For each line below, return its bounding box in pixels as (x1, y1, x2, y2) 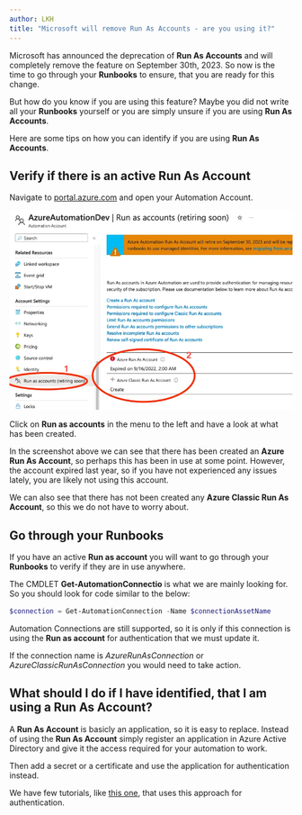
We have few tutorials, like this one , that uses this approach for (9, 787, 243, 798)
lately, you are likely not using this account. (9, 475, 169, 485)
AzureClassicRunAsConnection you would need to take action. (9, 659, 241, 670)
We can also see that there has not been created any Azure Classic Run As (9, 492, 289, 503)
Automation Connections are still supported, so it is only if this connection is (9, 622, 291, 634)
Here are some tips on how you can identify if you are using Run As (9, 132, 260, 143)
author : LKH (9, 14, 54, 23)
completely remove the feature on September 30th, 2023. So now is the (9, 59, 276, 70)
